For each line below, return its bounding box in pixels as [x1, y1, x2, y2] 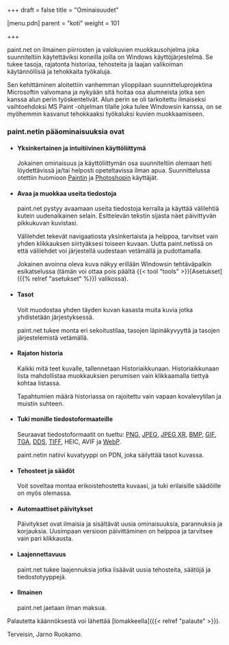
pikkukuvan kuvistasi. [16, 219, 79, 227]
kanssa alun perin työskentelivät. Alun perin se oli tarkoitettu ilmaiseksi [7, 95, 206, 103]
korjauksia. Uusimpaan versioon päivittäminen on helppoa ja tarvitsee [16, 527, 213, 535]
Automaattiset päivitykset [16, 505, 94, 513]
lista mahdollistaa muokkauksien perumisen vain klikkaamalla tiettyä [16, 371, 209, 379]
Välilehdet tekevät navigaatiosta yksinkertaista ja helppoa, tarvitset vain [16, 232, 219, 240]
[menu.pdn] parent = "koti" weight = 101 [7, 19, 120, 27]
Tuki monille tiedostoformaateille [16, 415, 113, 423]
